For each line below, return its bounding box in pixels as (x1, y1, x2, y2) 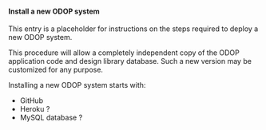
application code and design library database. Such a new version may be (8, 57, 252, 66)
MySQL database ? (19, 112, 83, 123)
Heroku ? (19, 104, 50, 114)
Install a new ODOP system (8, 6, 100, 16)
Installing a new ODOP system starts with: (8, 81, 146, 90)
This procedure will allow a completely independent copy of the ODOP (8, 48, 240, 57)
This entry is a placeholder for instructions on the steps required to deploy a (8, 24, 259, 33)
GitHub (19, 96, 44, 105)
